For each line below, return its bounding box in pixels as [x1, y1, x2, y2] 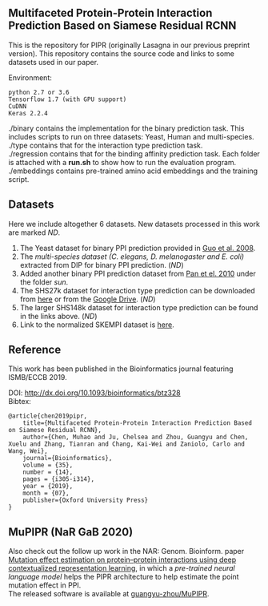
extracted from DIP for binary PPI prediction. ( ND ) [19, 260, 184, 269]
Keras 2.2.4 [8, 109, 48, 117]
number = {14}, [22, 468, 74, 476]
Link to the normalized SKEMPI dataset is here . [19, 320, 174, 329]
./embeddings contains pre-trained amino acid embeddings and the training [8, 166, 258, 176]
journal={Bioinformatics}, [22, 454, 113, 463]
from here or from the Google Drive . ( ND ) [19, 294, 156, 304]
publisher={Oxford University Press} [22, 496, 149, 504]
